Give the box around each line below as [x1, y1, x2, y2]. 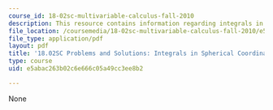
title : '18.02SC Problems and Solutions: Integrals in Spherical [8, 49, 234, 57]
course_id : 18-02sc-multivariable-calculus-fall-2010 [8, 11, 195, 20]
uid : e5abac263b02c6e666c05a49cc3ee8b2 [8, 65, 144, 73]
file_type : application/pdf [8, 34, 104, 43]
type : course [8, 57, 53, 66]
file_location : [8, 27, 60, 35]
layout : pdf [8, 42, 49, 50]
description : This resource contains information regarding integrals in [8, 19, 264, 27]
